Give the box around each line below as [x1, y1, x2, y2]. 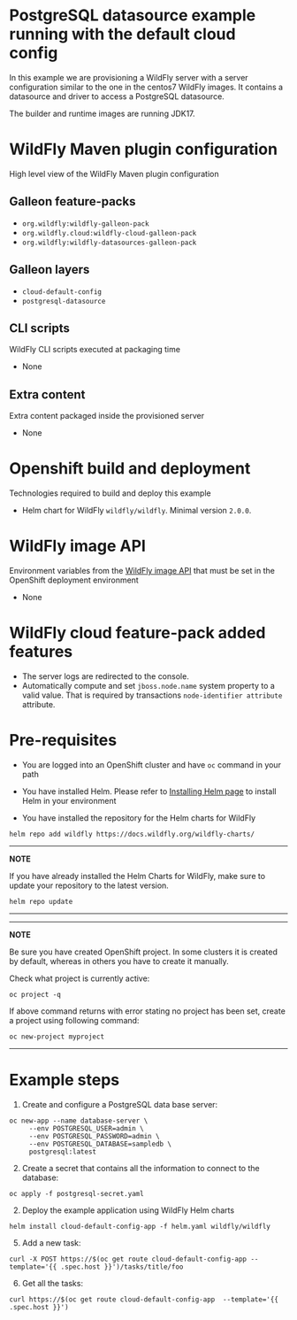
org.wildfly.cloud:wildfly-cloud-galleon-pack [21, 228, 197, 237]
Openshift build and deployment [9, 459, 251, 479]
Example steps [9, 1070, 120, 1090]
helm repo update [9, 897, 73, 906]
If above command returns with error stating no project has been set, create [9, 1006, 286, 1016]
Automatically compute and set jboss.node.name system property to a [21, 680, 276, 691]
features [9, 642, 73, 662]
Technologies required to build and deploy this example [9, 488, 211, 498]
